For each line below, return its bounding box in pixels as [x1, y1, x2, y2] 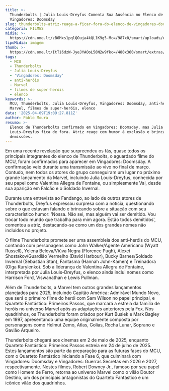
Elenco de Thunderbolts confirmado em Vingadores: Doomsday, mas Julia [10, 125, 163, 130]
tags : [5, 54, 17, 60]
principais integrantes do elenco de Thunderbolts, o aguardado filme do [5, 153, 154, 159]
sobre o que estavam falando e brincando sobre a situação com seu [5, 206, 147, 212]
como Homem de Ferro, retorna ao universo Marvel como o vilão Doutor [5, 369, 155, 375]
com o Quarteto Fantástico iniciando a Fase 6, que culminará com [5, 353, 141, 359]
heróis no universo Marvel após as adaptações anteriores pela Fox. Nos [5, 306, 154, 312]
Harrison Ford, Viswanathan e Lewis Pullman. [5, 274, 99, 281]
